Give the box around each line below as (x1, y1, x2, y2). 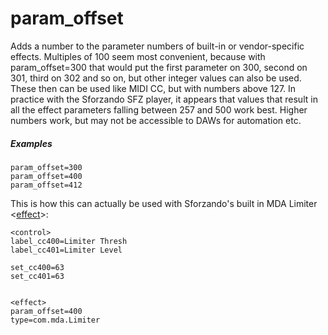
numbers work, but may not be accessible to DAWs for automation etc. (10, 114, 302, 126)
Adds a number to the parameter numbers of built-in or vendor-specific (10, 40, 305, 52)
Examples (10, 137, 53, 149)
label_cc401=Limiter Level (10, 245, 123, 255)
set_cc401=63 (10, 271, 65, 281)
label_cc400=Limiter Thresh (10, 236, 128, 246)
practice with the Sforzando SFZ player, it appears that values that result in (10, 93, 318, 105)
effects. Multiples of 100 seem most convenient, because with (10, 50, 266, 62)
